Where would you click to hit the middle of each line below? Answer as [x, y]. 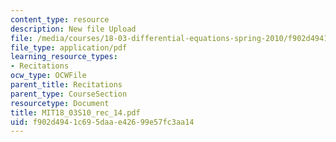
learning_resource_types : [64, 57]
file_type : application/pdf [69, 47]
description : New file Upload [73, 29]
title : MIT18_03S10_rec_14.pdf [75, 112]
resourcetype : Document [60, 103]
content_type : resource [60, 19]
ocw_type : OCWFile [48, 76]
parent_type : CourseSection [69, 94]
